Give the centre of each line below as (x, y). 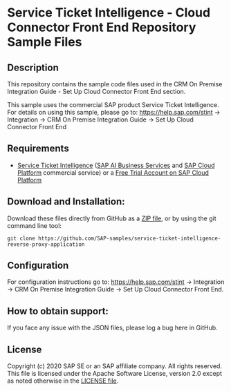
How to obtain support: (58, 311)
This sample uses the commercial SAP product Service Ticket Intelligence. (113, 105)
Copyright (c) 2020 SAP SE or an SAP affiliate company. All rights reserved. (115, 366)
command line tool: (35, 225)
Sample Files (45, 42)
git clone (21, 238)
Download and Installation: (66, 202)
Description (33, 67)
